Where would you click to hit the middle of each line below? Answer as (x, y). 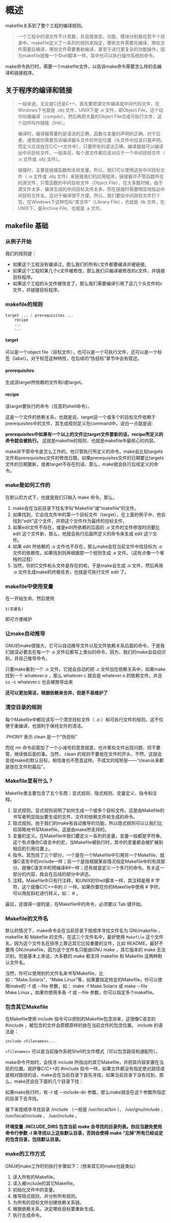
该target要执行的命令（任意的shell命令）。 (49, 406)
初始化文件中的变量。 (35, 1189)
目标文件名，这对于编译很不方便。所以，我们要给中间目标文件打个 (91, 195)
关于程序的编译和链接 (39, 91)
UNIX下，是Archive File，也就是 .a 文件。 (61, 208)
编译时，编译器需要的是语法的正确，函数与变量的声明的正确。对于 (87, 134)
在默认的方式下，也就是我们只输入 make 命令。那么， (61, 497)
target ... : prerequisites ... (39, 315)
